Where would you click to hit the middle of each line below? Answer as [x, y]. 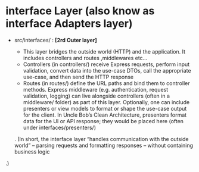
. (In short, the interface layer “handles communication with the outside [101, 139]
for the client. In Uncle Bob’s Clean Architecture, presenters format [105, 115]
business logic [32, 151]
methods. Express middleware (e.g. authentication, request [96, 89]
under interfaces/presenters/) [60, 127]
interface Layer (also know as [80, 11]
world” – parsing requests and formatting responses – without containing [104, 145]
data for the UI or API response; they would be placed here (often [103, 121]
